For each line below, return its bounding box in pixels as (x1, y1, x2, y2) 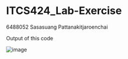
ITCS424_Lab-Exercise (6, 4, 122, 18)
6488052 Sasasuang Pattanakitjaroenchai (6, 23, 108, 30)
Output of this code (6, 34, 54, 41)
